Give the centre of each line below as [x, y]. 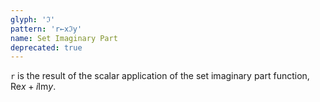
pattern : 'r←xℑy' [46, 29]
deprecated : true [46, 47]
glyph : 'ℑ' [33, 19]
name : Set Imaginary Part [64, 38]
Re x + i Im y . [33, 87]
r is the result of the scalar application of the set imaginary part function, [160, 76]
